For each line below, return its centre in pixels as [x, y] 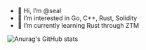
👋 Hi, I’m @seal [39, 11]
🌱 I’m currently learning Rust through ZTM [78, 25]
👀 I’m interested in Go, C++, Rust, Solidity [77, 18]
